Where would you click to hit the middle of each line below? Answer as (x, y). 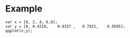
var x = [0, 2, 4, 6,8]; (31, 22)
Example (24, 9)
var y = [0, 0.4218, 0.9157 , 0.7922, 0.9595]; (65, 26)
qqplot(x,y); (19, 30)
